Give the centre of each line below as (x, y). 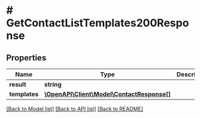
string (53, 84)
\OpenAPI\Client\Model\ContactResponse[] (107, 94)
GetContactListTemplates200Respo (98, 23)
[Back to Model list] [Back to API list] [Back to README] (75, 109)
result (18, 84)
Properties (26, 58)
